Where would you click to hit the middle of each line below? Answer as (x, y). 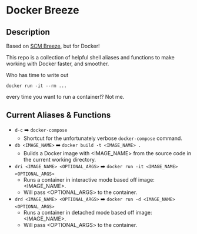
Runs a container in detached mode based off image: (88, 212)
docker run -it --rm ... (36, 86)
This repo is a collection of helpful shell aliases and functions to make (90, 57)
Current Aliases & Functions (59, 115)
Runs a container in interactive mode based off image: (89, 179)
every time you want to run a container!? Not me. (65, 97)
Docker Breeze (43, 10)
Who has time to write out (37, 75)
